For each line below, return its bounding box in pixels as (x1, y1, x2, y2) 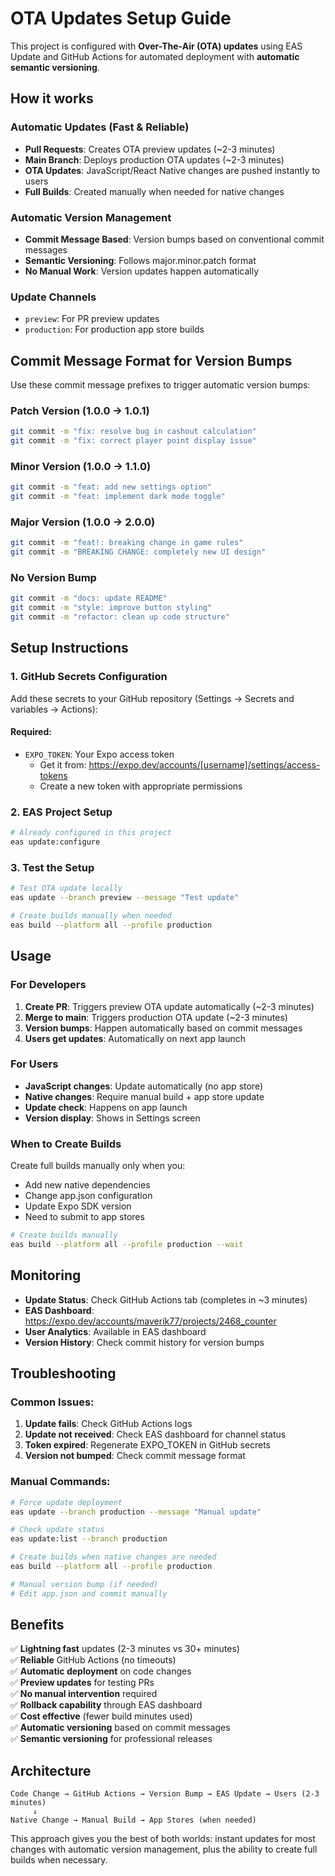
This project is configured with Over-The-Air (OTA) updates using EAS (10, 40, 303, 52)
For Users (10, 1057, 59, 1071)
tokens (39, 769, 68, 781)
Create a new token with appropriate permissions (39, 780, 243, 792)
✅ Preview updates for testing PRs (10, 1677, 155, 1689)
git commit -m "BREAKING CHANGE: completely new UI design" (10, 547, 267, 557)
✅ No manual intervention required (10, 1688, 158, 1700)
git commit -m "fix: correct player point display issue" (10, 436, 257, 446)
